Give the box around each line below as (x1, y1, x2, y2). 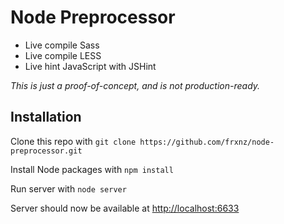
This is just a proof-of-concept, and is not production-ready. (10, 79, 261, 91)
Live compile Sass (24, 39, 100, 51)
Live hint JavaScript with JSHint (24, 60, 157, 72)
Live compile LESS (24, 49, 102, 61)
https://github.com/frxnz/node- (139, 137, 275, 147)
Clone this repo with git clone (10, 135, 137, 147)
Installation (10, 109, 82, 126)
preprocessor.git (10, 146, 83, 156)
